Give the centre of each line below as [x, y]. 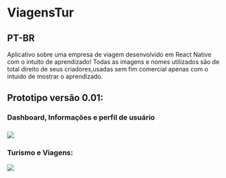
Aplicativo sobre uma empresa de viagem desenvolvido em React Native [109, 54]
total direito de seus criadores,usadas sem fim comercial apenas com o [108, 69]
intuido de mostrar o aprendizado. [55, 76]
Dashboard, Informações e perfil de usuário [81, 118]
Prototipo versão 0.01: [55, 98]
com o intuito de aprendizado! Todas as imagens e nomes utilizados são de [113, 62]
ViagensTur [40, 13]
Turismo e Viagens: [40, 153]
